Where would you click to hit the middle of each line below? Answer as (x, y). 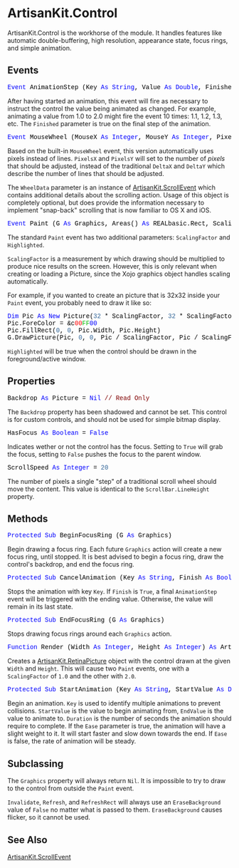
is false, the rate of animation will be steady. (72, 741)
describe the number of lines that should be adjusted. (86, 173)
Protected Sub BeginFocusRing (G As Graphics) (90, 536)
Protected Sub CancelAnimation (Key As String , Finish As (110, 578)
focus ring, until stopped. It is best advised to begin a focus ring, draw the (116, 557)
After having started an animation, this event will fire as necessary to (108, 100)
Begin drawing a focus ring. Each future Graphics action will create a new (115, 549)
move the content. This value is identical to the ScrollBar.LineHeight (108, 489)
